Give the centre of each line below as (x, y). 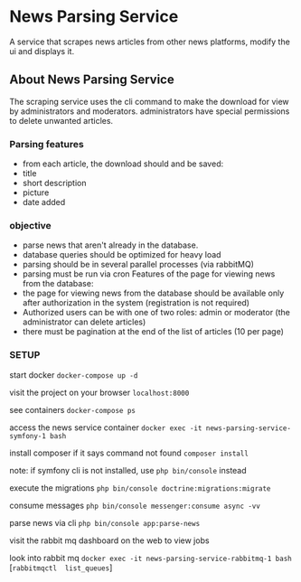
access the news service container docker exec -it (106, 427)
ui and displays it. (42, 51)
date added (44, 202)
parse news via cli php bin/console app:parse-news (105, 522)
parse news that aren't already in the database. (110, 245)
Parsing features (47, 144)
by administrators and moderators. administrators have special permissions (150, 111)
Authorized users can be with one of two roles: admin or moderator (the (156, 313)
